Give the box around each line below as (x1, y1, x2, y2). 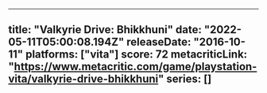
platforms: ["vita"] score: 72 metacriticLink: (25, 48, 248, 61)
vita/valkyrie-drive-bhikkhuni (8, 73, 159, 86)
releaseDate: (126, 35, 192, 49)
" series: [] (157, 73, 212, 86)
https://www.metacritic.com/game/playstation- (14, 60, 257, 73)
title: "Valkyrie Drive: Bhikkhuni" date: (8, 23, 203, 36)
